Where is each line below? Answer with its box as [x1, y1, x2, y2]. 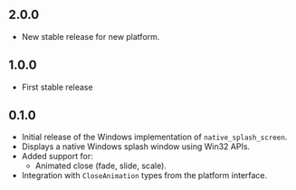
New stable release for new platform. [21, 31, 160, 42]
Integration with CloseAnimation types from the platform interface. [21, 170, 268, 181]
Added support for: [21, 151, 93, 162]
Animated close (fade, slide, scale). [34, 160, 167, 171]
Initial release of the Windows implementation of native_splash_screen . [21, 131, 288, 143]
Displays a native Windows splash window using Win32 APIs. [21, 141, 251, 152]
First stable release [21, 81, 93, 92]
